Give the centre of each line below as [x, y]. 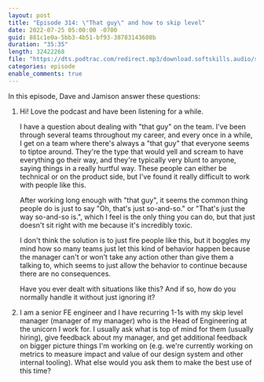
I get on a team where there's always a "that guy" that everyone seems [134, 143]
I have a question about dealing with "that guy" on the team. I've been [132, 126]
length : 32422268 [37, 52]
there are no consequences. [65, 273]
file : [17, 60]
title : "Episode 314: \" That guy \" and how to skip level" [107, 23]
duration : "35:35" [38, 45]
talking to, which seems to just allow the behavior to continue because [133, 265]
